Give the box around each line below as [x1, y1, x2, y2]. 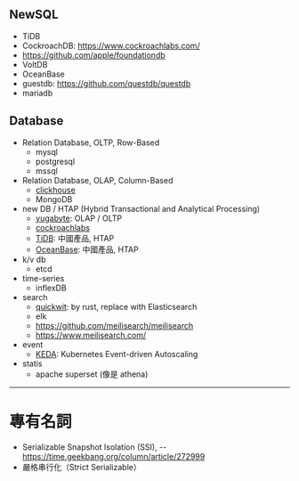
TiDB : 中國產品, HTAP [35, 232, 115, 243]
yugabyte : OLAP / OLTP [35, 213, 123, 224]
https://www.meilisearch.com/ [35, 330, 147, 340]
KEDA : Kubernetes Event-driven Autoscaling [35, 348, 198, 359]
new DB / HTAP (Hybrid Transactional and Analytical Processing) [21, 203, 261, 214]
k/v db [21, 254, 46, 265]
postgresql [35, 156, 76, 167]
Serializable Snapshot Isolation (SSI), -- [21, 441, 167, 452]
